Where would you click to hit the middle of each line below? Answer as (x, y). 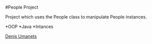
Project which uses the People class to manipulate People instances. (76, 17)
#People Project (22, 7)
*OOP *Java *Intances (29, 26)
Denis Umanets (21, 36)
